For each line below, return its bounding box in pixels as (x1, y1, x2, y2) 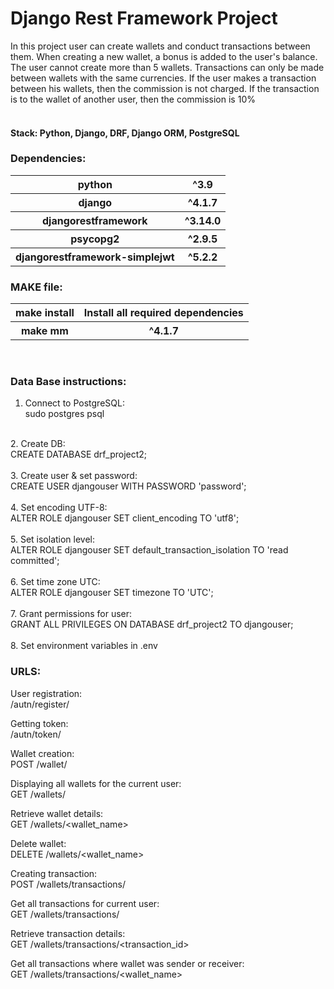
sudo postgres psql (24, 408, 105, 420)
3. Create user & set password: (10, 470, 138, 482)
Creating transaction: (10, 867, 98, 879)
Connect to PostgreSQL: (24, 397, 125, 409)
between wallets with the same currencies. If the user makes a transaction (10, 72, 317, 84)
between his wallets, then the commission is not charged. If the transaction (10, 82, 320, 94)
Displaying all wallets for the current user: (10, 777, 182, 789)
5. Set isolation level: (10, 533, 96, 546)
